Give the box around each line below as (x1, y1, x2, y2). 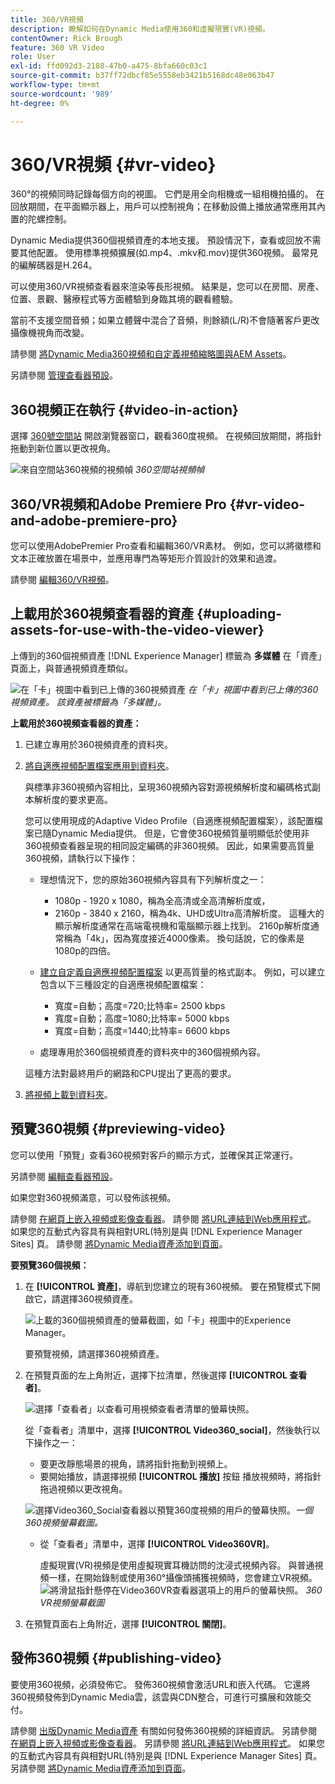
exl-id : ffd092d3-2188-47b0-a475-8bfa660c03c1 (10, 61, 208, 71)
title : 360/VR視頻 (10, 14, 84, 25)
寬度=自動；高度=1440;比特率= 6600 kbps (54, 1024, 231, 1036)
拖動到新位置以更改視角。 (10, 442, 116, 455)
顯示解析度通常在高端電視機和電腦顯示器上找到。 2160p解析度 (54, 919, 311, 931)
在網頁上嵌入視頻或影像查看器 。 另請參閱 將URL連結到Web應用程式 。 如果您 (10, 1737, 325, 1749)
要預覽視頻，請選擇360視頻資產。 (24, 1347, 165, 1360)
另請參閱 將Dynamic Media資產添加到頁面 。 (10, 1762, 192, 1774)
